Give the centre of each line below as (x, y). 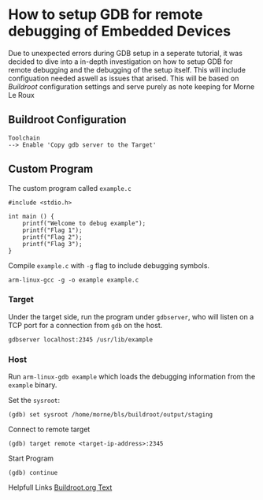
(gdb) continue (33, 473)
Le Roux (22, 95)
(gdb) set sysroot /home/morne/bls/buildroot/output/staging (111, 415)
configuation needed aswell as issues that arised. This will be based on (124, 78)
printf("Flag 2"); (52, 237)
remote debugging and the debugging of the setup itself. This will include (127, 69)
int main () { (31, 216)
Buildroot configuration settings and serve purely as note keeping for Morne (131, 86)
